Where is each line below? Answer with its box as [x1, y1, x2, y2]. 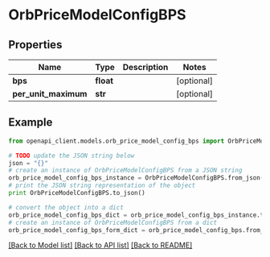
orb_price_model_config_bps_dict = [8, 211, 128, 219]
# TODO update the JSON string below [8, 151, 135, 160]
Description [122, 62, 169, 73]
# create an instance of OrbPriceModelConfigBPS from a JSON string [8, 167, 243, 175]
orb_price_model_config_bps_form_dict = [8, 226, 146, 234]
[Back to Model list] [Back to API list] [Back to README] [8, 240, 193, 251]
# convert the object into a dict [8, 203, 125, 211]
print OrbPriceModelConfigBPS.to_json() [8, 189, 146, 197]
